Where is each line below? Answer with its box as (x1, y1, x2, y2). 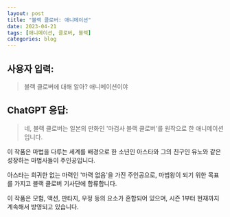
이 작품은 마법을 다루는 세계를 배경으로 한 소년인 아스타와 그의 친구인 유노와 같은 (7, 147, 222, 156)
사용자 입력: (7, 63, 54, 74)
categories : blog (7, 36, 57, 43)
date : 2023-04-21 (7, 23, 57, 30)
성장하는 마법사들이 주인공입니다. (7, 156, 96, 164)
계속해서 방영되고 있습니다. (7, 203, 79, 211)
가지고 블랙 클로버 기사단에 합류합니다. (14, 179, 117, 187)
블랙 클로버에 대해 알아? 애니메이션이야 (23, 82, 128, 90)
